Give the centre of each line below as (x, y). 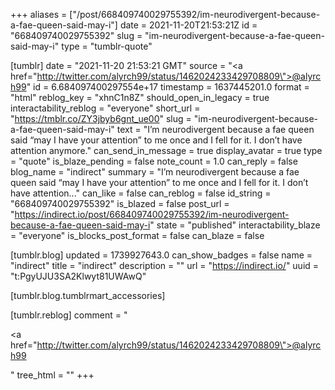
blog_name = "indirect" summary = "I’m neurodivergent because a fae (155, 172)
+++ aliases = (39, 14)
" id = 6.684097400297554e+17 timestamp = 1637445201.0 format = (168, 87)
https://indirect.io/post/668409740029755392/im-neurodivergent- (152, 214)
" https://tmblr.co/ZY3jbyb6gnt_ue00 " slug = (101, 118)
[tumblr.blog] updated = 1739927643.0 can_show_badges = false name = (161, 255)
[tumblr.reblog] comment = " (69, 315)
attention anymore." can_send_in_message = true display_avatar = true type (166, 150)
